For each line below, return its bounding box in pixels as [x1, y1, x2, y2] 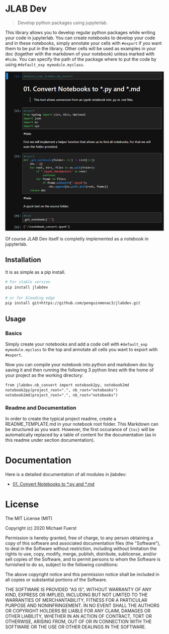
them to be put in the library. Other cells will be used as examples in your [5, 45, 156, 51]
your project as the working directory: [5, 372, 84, 378]
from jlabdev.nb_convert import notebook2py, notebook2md [5, 382, 129, 387]
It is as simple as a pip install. [5, 269, 66, 275]
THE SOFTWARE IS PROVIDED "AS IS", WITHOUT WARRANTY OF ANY [5, 587, 152, 593]
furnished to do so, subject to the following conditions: [5, 562, 118, 568]
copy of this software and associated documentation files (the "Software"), [5, 540, 161, 546]
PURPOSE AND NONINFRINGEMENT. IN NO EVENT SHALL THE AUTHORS [5, 602, 160, 609]
